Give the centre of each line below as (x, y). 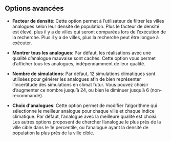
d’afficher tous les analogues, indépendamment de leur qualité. (79, 63)
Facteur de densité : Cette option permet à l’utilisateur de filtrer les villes (88, 21)
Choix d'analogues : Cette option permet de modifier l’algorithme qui (84, 105)
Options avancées (35, 8)
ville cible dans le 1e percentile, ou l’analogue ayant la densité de (80, 127)
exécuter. (22, 43)
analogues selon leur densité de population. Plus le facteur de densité (86, 26)
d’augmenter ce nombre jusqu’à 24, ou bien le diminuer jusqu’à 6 (81, 90)
